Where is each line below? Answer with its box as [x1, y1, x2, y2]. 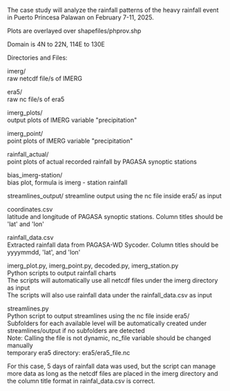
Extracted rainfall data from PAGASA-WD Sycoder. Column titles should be [7, 241, 219, 249]
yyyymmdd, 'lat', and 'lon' [7, 248, 81, 256]
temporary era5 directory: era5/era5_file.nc [7, 349, 131, 356]
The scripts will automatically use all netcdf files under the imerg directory [7, 277, 218, 284]
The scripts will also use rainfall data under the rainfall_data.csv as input [7, 291, 213, 299]
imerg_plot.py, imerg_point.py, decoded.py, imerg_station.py [7, 261, 179, 270]
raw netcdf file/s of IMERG [7, 74, 83, 82]
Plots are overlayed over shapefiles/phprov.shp [7, 27, 142, 35]
